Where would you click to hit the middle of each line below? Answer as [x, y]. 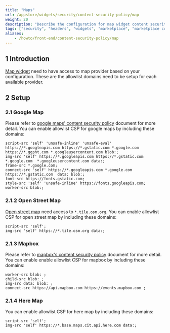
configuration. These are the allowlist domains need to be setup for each [81, 76]
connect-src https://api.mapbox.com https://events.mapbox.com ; [75, 288]
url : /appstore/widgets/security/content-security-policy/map [72, 15]
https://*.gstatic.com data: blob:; [45, 175]
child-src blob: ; [25, 279]
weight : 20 [17, 19]
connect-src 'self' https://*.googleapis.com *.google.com [69, 170]
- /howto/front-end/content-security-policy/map [67, 39]
